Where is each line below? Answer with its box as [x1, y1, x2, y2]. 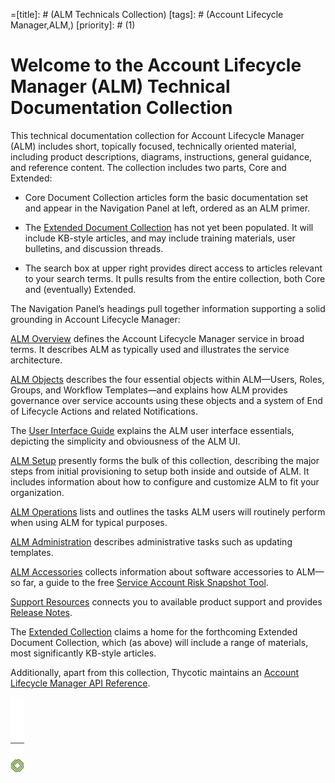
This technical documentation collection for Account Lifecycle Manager [10, 129, 305, 141]
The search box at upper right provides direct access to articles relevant [24, 262, 323, 274]
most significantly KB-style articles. [10, 647, 157, 659]
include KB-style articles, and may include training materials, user [24, 232, 296, 244]
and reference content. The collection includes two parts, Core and [10, 161, 287, 173]
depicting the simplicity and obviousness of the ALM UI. [10, 435, 241, 447]
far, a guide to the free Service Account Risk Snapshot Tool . [22, 576, 269, 588]
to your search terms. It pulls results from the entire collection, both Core [24, 272, 326, 284]
